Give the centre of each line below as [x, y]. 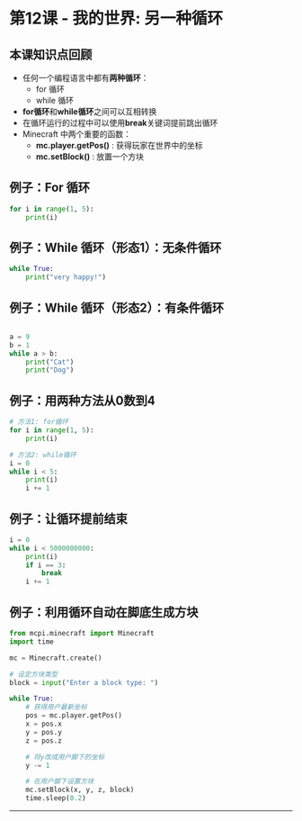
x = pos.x [44, 724]
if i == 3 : [46, 565]
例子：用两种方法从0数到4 [82, 400]
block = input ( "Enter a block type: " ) [84, 682]
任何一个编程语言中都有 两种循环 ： [85, 78]
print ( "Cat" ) [50, 362]
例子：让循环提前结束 [68, 519]
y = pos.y [44, 732]
